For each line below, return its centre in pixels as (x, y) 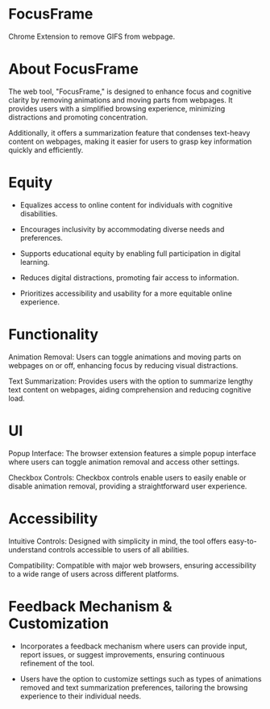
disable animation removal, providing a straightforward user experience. (128, 486)
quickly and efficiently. (46, 149)
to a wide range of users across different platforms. (94, 573)
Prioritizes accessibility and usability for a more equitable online (126, 293)
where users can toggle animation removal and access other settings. (124, 462)
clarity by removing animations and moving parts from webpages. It (120, 100)
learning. (35, 262)
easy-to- (243, 541)
